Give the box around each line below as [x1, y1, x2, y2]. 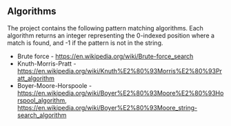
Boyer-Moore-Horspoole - [17, 81, 92, 89]
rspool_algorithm [17, 96, 66, 105]
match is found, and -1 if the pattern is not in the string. [7, 38, 163, 47]
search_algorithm [17, 111, 67, 119]
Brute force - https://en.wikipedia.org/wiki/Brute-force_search [17, 52, 194, 60]
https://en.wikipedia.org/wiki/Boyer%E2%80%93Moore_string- [17, 103, 198, 111]
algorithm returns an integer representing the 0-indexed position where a [7, 31, 215, 39]
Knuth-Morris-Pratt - [17, 59, 77, 68]
